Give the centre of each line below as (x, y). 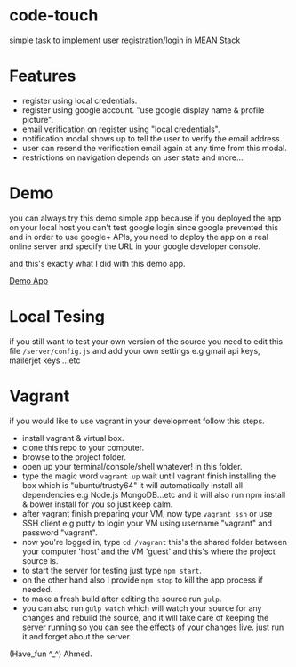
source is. (40, 560)
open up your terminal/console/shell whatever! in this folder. (132, 466)
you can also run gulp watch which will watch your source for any (142, 608)
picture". (38, 119)
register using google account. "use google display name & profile (143, 110)
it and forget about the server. (76, 636)
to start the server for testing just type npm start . (112, 570)
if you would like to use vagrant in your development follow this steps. (137, 421)
